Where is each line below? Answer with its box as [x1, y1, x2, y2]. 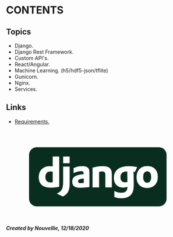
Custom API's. [14, 55, 49, 61]
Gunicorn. [14, 74, 39, 80]
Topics [6, 27, 31, 37]
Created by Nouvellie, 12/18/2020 [6, 224, 89, 231]
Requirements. [14, 118, 50, 125]
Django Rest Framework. [14, 48, 74, 55]
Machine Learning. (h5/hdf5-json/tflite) [14, 67, 109, 74]
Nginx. [14, 79, 31, 86]
